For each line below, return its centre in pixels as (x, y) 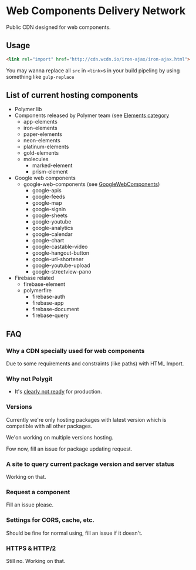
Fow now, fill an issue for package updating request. (69, 449)
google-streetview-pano (62, 272)
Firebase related (34, 278)
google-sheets (50, 215)
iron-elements (40, 128)
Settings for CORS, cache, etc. (50, 520)
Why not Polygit (29, 379)
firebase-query (50, 315)
